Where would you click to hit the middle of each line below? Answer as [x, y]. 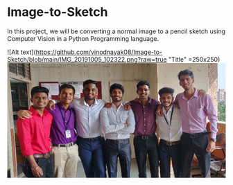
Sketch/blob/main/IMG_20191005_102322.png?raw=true [87, 59]
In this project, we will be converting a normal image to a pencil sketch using [116, 31]
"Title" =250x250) [195, 59]
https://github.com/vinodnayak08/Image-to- [99, 52]
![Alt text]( [21, 52]
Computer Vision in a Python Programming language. [83, 38]
